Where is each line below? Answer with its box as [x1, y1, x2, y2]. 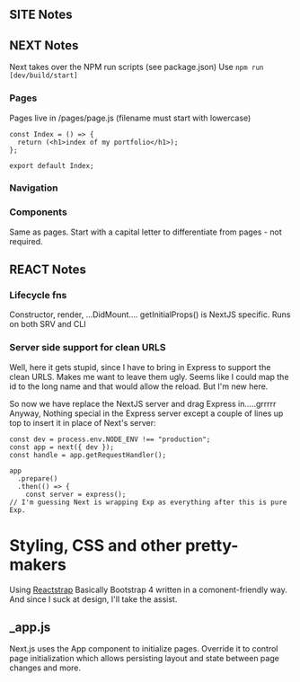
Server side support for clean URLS [9, 341, 166, 354]
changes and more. [9, 662, 82, 673]
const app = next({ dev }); [9, 442, 115, 452]
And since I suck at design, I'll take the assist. [9, 593, 178, 605]
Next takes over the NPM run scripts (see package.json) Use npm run [9, 62, 264, 73]
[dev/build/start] [9, 71, 78, 80]
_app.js [9, 620, 51, 635]
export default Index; [9, 161, 94, 170]
